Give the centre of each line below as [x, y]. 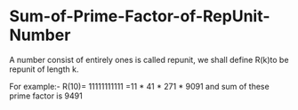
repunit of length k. [44, 69]
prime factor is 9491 [46, 96]
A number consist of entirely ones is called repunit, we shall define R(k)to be [149, 59]
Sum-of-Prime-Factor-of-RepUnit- [140, 16]
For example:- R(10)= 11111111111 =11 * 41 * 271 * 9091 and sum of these [139, 86]
